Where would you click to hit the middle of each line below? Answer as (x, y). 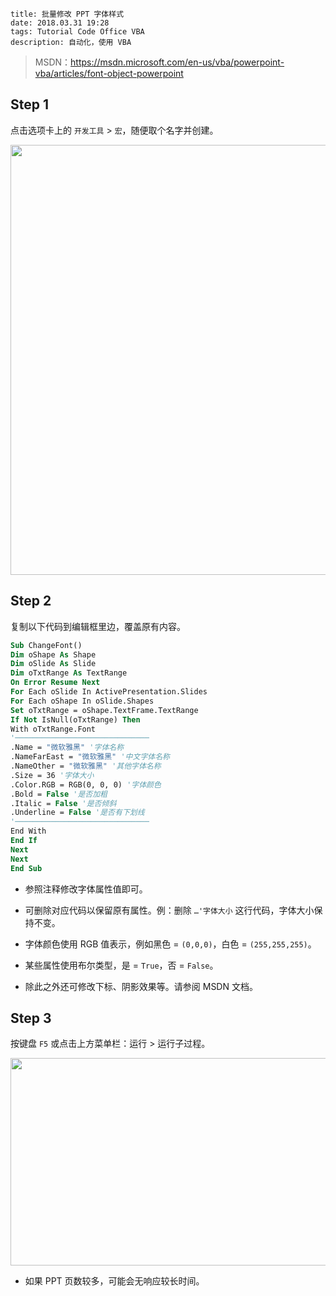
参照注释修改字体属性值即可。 (86, 889)
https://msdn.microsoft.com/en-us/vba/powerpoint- (177, 62)
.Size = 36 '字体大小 (52, 775)
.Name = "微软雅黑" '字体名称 (67, 748)
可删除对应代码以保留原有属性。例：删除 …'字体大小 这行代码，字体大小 (169, 910)
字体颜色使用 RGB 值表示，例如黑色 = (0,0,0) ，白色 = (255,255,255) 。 (170, 944)
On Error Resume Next (55, 683)
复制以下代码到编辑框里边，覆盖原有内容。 (98, 626)
